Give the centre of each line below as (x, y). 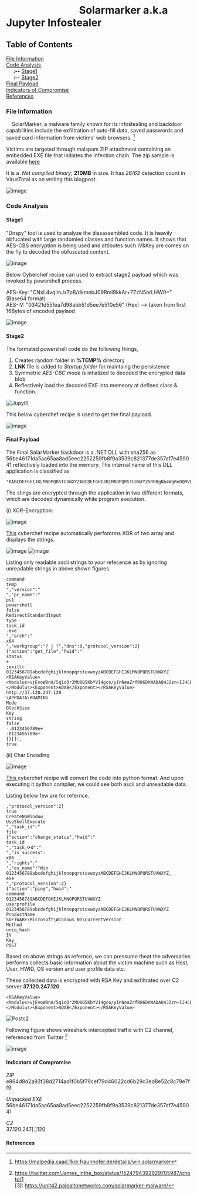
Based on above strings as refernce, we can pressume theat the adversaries (98, 957)
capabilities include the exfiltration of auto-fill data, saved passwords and (95, 131)
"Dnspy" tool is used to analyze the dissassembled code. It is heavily (89, 233)
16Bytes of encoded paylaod (40, 311)
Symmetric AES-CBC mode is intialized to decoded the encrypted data (100, 373)
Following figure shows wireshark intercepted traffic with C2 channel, (90, 1030)
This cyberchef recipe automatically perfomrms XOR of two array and (90, 533)
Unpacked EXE (24, 1099)
